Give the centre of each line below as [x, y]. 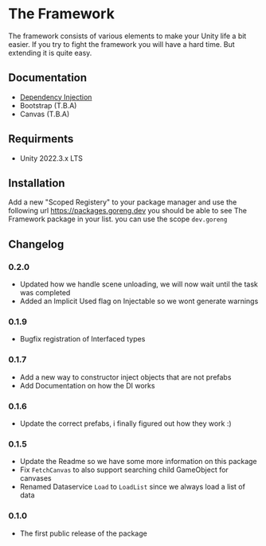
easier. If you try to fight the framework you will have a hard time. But [121, 44]
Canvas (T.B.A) [45, 114]
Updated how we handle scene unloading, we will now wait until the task [139, 284]
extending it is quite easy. [50, 53]
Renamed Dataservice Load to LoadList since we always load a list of [132, 487]
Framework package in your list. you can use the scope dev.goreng [118, 219]
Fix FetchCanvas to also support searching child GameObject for [124, 470]
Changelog [36, 244]
